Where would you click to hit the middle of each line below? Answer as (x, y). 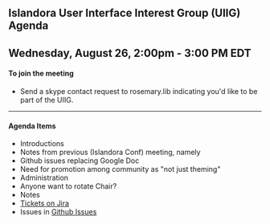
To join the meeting (41, 73)
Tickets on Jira (45, 203)
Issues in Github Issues (58, 212)
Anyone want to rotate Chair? (68, 186)
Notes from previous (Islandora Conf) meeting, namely (110, 153)
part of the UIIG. (47, 100)
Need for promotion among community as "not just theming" (120, 169)
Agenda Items (32, 126)
